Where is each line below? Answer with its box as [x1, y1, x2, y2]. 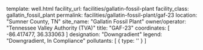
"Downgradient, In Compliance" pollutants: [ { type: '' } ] [6, 37, 147, 44]
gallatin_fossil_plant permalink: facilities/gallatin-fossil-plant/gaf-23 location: [6, 11, 198, 19]
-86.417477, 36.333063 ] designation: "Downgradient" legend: [6, 31, 162, 38]
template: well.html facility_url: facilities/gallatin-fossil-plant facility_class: [6, 5, 190, 12]
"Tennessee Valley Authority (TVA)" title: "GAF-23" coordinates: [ [6, 24, 170, 31]
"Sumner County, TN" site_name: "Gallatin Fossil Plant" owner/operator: [6, 18, 187, 25]
